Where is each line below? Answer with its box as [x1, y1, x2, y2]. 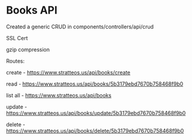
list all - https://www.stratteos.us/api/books [6, 92, 112, 99]
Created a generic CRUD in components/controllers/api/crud [6, 23, 154, 30]
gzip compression [6, 45, 50, 53]
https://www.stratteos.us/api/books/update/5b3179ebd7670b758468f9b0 [6, 109, 186, 116]
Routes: [6, 57, 25, 64]
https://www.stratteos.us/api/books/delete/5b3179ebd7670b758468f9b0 [6, 127, 184, 134]
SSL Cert [6, 34, 28, 41]
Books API [6, 4, 58, 17]
